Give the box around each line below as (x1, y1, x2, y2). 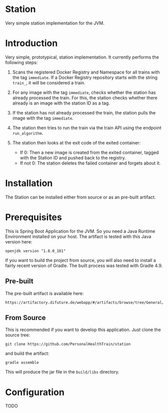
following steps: (5, 59, 38, 65)
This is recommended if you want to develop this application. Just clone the (5, 326, 161, 333)
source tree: (5, 332, 30, 338)
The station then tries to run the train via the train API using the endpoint (12, 124, 161, 130)
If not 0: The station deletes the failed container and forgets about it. (19, 160, 161, 166)
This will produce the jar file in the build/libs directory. (5, 369, 119, 375)
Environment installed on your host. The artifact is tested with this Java (5, 233, 151, 239)
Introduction (5, 37, 58, 49)
